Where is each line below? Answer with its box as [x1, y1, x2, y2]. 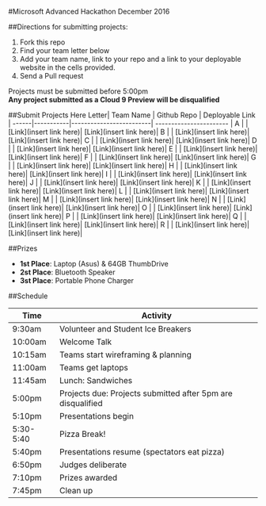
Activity [141, 310, 173, 320]
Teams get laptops [59, 362, 128, 373]
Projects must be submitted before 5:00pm [8, 86, 149, 96]
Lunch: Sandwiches [59, 375, 133, 385]
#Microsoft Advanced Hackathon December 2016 [8, 7, 170, 16]
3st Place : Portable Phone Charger [19, 276, 135, 285]
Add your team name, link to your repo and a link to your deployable [19, 55, 241, 63]
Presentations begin [59, 411, 135, 421]
